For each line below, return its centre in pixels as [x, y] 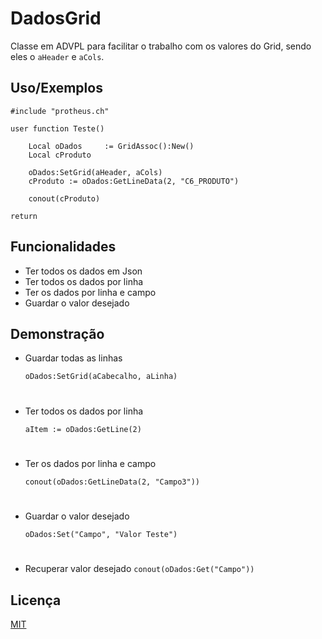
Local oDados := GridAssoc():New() [111, 146]
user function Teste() [57, 128]
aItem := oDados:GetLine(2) [83, 429]
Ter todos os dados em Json [83, 271]
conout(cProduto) [64, 198]
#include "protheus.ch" [60, 111]
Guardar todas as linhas [73, 358]
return [24, 216]
